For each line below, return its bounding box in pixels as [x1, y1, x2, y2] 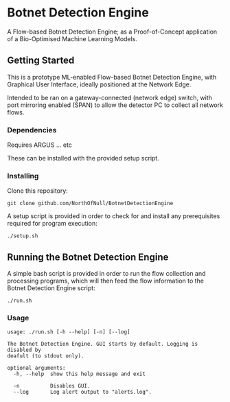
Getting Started [7, 55, 75, 67]
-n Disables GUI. [13, 383, 91, 390]
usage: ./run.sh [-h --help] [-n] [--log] [7, 329, 130, 335]
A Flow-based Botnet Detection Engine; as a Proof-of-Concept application [7, 27, 218, 36]
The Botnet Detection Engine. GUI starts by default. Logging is [7, 341, 198, 348]
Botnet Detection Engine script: [7, 284, 95, 292]
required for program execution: [7, 220, 97, 228]
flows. [7, 108, 25, 116]
